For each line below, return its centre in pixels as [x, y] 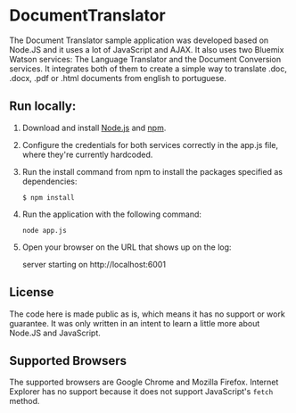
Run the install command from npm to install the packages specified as [152, 171]
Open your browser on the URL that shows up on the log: [127, 247]
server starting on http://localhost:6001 [94, 264]
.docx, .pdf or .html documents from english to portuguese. [118, 78]
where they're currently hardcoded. [87, 154]
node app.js [44, 230]
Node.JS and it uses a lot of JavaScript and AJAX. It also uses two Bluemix [147, 49]
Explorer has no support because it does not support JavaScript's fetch [141, 392]
